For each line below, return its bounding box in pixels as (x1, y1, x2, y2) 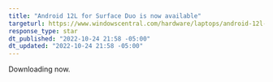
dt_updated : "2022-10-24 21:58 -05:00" (8, 42, 144, 50)
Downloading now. (8, 64, 71, 74)
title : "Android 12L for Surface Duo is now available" (8, 11, 201, 20)
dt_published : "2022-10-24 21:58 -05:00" (8, 34, 151, 43)
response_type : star (8, 27, 79, 35)
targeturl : (8, 19, 45, 28)
